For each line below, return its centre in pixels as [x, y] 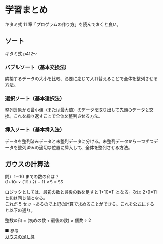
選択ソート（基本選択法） [35, 98]
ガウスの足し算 [20, 237]
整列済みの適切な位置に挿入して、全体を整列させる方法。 [75, 147]
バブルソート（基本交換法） [37, 67]
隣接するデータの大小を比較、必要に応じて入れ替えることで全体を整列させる [81, 79]
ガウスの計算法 [27, 164]
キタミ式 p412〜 [21, 53]
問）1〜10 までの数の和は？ [32, 177]
